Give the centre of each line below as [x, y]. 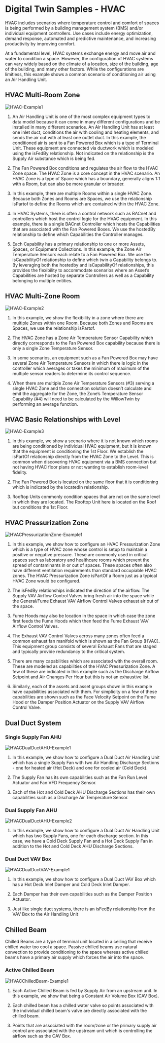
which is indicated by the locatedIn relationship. [61, 487]
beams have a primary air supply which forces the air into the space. [75, 957]
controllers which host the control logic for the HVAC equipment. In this [84, 219]
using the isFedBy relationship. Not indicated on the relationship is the [83, 153]
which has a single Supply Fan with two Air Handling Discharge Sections [86, 762]
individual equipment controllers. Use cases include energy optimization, [79, 33]
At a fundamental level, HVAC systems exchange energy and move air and [81, 53]
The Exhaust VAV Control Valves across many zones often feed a [78, 636]
